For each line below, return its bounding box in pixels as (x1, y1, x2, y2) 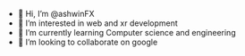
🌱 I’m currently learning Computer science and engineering (17, 28, 236, 37)
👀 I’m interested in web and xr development (17, 18, 179, 28)
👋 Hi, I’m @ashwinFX (17, 9, 95, 19)
